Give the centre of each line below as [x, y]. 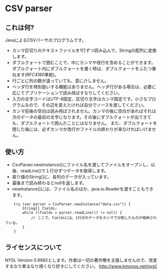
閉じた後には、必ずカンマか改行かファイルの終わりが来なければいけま [82, 129]
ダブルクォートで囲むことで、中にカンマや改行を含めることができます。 [84, 63]
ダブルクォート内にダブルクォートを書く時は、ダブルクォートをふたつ [82, 69]
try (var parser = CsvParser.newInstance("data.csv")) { [72, 204]
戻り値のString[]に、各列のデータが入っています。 [61, 177]
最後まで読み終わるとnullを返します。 [49, 183]
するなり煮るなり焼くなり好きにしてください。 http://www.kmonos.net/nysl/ [81, 266]
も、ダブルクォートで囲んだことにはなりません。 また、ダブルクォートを [84, 123]
